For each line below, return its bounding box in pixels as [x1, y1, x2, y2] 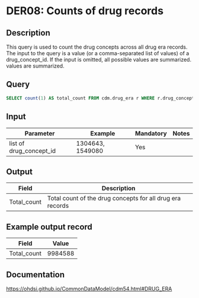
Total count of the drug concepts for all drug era [47, 194, 181, 203]
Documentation [6, 270, 65, 280]
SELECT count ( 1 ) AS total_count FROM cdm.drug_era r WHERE [6, 95, 155, 101]
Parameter [24, 129, 55, 137]
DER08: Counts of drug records [6, 4, 164, 18]
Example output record [6, 222, 93, 232]
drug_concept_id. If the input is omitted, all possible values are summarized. [6, 56, 191, 63]
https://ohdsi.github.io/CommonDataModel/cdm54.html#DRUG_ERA [6, 285, 172, 292]
